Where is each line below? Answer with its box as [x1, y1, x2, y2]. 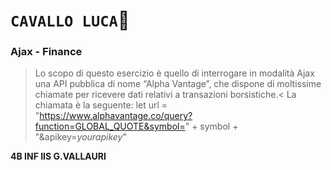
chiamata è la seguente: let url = [34, 99, 168, 111]
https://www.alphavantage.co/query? [39, 110, 193, 122]
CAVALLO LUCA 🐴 [10, 9, 130, 32]
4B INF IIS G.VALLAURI [10, 150, 107, 163]
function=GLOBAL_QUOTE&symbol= [34, 120, 186, 133]
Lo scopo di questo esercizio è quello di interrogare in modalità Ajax [34, 67, 315, 79]
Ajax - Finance [10, 45, 83, 59]
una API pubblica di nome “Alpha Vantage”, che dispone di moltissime [34, 78, 322, 90]
